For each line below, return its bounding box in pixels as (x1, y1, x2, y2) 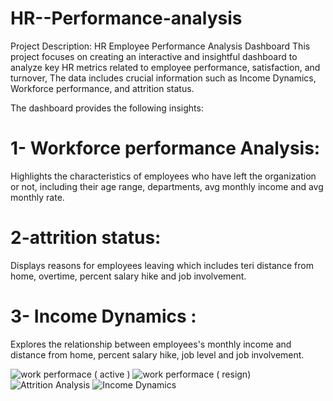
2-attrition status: (10, 227, 162, 249)
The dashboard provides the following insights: (10, 102, 204, 114)
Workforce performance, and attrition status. (10, 82, 195, 94)
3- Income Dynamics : (10, 305, 197, 327)
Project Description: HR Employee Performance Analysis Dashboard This (10, 40, 311, 52)
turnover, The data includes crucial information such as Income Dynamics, (10, 72, 317, 84)
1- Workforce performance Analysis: (10, 137, 321, 160)
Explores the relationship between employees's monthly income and (10, 338, 292, 350)
